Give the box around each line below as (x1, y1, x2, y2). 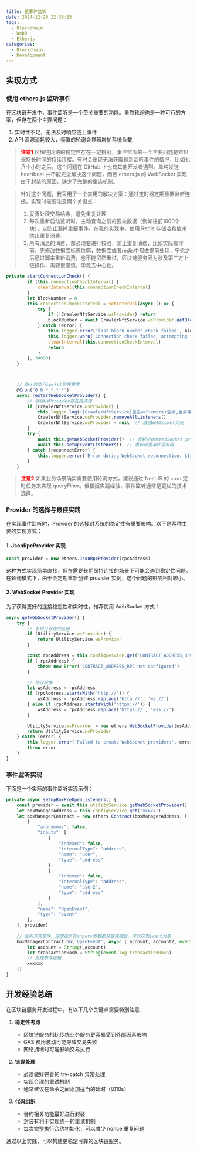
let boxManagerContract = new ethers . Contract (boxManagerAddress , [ (16, 813, 188, 819)
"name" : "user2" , (58, 885, 101, 890)
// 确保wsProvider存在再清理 (27, 398, 92, 404)
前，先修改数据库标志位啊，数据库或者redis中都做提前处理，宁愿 (29, 247, 186, 254)
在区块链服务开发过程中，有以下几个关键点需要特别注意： (6, 1006, 145, 1013)
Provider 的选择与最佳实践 (6, 506, 81, 514)
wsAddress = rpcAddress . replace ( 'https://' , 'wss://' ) (37, 707, 175, 712)
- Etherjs (11, 36, 35, 42)
